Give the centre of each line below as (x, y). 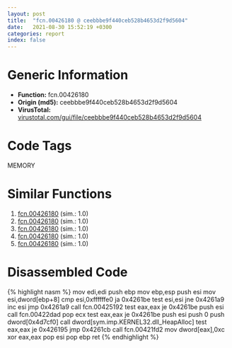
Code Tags (40, 146)
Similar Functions (59, 194)
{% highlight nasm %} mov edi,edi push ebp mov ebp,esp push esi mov (112, 291)
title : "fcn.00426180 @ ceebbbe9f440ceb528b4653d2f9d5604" (98, 21)
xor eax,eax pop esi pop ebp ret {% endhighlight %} (83, 337)
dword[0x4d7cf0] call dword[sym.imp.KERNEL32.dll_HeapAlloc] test (107, 322)
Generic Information (68, 75)
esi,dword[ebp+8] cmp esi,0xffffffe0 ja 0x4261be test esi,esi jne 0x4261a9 (116, 299)
